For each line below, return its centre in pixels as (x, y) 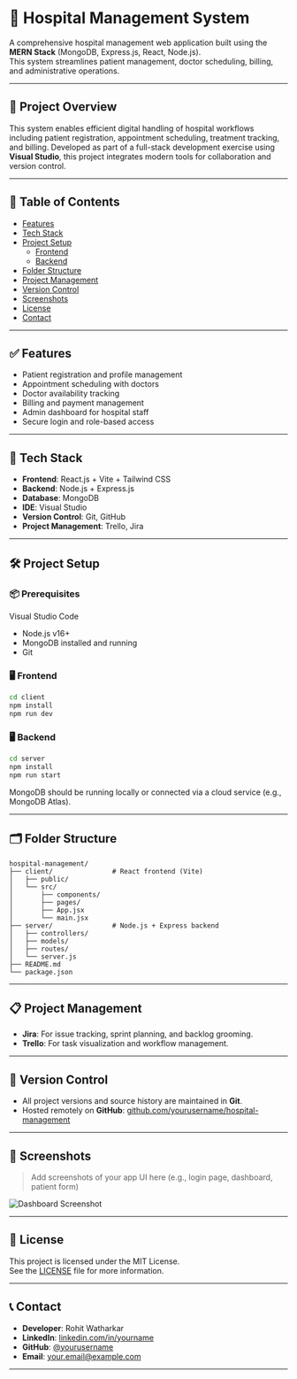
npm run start (35, 775)
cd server (27, 759)
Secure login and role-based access (88, 422)
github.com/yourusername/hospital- (193, 1111)
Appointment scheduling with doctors (90, 384)
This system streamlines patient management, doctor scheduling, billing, (141, 61)
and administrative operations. (65, 71)
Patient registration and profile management (102, 374)
